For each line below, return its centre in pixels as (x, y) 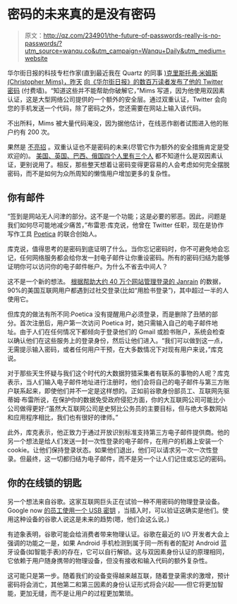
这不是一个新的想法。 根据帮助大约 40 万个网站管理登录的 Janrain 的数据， (116, 281)
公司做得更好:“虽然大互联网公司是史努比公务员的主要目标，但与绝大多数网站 (117, 408)
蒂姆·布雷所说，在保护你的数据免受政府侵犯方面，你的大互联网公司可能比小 (116, 399)
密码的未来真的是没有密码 (82, 14)
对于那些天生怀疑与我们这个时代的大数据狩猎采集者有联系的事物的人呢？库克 (119, 373)
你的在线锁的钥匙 (44, 483)
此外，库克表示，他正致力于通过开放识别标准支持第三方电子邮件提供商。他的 (119, 432)
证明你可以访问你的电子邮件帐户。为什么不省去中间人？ (87, 266)
